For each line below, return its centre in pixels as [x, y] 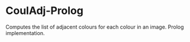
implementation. [25, 33]
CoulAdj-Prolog [44, 11]
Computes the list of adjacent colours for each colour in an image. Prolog [95, 27]
